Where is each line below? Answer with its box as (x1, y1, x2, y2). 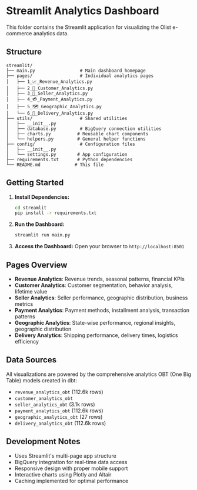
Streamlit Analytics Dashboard (6, 4, 159, 18)
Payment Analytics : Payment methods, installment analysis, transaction (14, 307, 190, 314)
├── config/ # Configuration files (6, 141, 135, 147)
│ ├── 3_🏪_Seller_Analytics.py (6, 90, 88, 96)
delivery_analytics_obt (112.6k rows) (14, 419, 106, 426)
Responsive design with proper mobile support (14, 465, 128, 472)
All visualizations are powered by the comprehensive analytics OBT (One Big (6, 371, 192, 378)
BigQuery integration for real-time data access (14, 458, 128, 465)
